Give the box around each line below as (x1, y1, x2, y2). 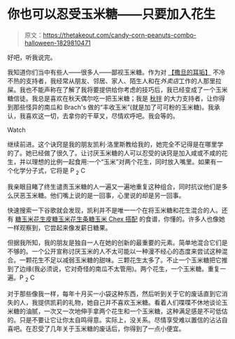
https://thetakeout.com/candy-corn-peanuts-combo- (43, 31, 197, 39)
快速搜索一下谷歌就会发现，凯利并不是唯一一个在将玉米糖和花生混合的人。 (7, 205, 222, 214)
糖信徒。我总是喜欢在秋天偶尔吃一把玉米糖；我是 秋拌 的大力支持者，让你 (7, 94, 219, 102)
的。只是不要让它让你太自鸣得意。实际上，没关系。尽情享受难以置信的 (7, 315, 210, 324)
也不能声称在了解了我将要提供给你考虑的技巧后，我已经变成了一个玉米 (25, 85, 228, 94)
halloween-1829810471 (24, 38, 91, 47)
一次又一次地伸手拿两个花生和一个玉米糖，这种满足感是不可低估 (43, 307, 228, 315)
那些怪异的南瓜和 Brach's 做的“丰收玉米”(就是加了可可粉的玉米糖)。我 (13, 103, 215, 111)
